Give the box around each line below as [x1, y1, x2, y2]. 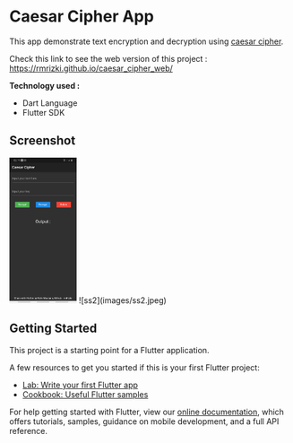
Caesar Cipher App [9, 6, 154, 27]
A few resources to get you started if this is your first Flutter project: [9, 361, 260, 373]
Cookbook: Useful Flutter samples [22, 388, 149, 400]
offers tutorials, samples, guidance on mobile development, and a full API [9, 415, 280, 427]
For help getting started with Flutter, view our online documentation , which [9, 406, 285, 417]
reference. [9, 425, 47, 436]
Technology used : [9, 80, 81, 91]
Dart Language [22, 97, 78, 109]
